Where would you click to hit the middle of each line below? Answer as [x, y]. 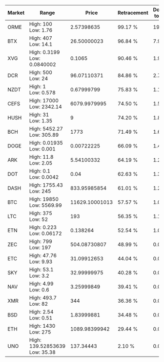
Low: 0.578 [42, 93]
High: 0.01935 [46, 143]
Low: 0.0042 [44, 177]
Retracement [133, 13]
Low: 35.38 [42, 352]
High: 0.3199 [44, 52]
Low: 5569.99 [45, 205]
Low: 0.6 [39, 290]
